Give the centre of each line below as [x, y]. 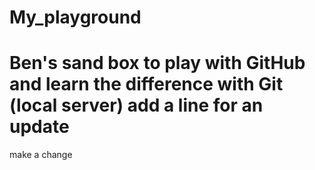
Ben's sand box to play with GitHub [157, 63]
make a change [41, 155]
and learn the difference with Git [146, 84]
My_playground [75, 17]
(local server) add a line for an [136, 105]
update [39, 127]
